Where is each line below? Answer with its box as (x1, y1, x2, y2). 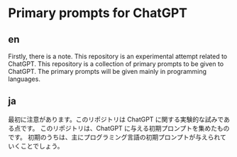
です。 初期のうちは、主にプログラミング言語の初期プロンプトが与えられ (8, 133, 221, 141)
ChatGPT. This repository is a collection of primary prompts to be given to (8, 60, 224, 68)
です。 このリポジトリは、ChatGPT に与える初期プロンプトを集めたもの (20, 124, 230, 132)
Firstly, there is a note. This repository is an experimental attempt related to (8, 52, 228, 60)
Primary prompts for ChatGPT (8, 5, 187, 21)
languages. (8, 75, 41, 83)
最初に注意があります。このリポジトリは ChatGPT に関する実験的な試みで (8, 115, 224, 124)
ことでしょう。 (20, 141, 64, 150)
